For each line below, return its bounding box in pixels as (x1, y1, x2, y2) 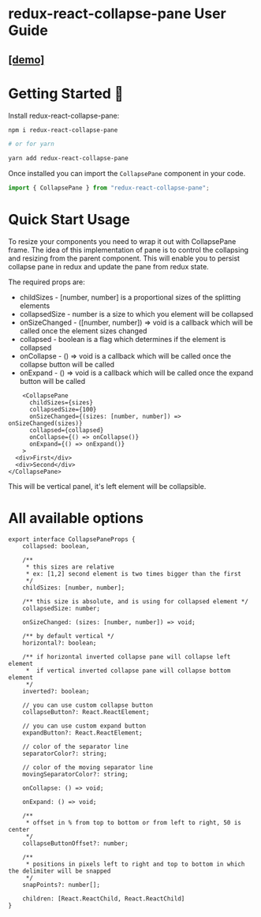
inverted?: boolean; (22, 687, 90, 695)
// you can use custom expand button (22, 722, 147, 730)
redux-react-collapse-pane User (8, 5, 226, 23)
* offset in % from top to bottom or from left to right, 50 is (25, 818, 242, 826)
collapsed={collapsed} (28, 426, 104, 434)
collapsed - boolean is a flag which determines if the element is (19, 334, 226, 344)
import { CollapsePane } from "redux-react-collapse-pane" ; (8, 184, 211, 192)
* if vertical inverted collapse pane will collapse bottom (25, 667, 231, 675)
